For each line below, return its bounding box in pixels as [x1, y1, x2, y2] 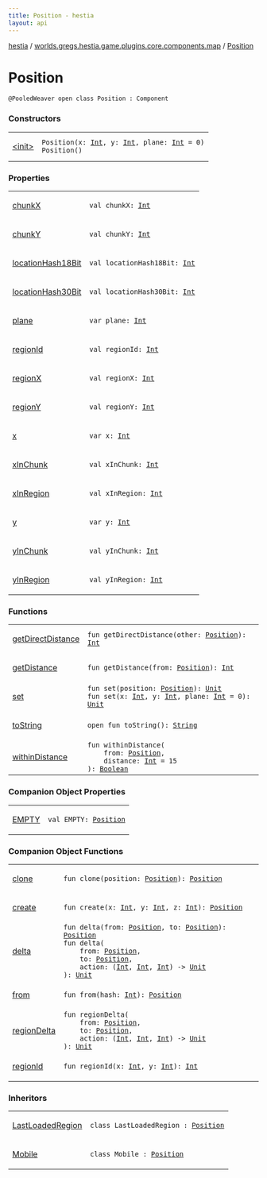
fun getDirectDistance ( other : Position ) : [87, 631, 246, 639]
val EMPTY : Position [47, 815, 126, 824]
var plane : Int [89, 316, 147, 326]
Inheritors [8, 1092, 48, 1103]
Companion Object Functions [8, 845, 124, 856]
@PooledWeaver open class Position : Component [8, 95, 169, 103]
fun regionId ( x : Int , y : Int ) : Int [63, 1061, 199, 1071]
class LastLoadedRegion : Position [90, 1121, 225, 1130]
